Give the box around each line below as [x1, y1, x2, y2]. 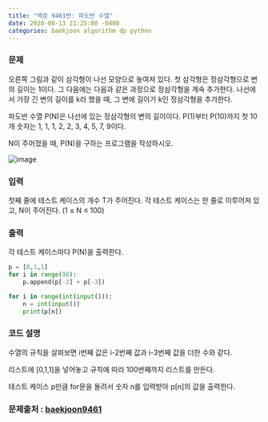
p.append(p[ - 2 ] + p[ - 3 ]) [22, 278, 106, 287]
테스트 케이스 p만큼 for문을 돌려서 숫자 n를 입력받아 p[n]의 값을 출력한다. [8, 381, 236, 391]
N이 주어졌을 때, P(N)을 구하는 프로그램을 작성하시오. [8, 138, 174, 148]
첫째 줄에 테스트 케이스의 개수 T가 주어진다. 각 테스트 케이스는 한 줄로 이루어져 [8, 195, 252, 205]
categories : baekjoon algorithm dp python [8, 26, 152, 34]
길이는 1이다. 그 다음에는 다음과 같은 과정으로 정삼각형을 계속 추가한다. [16, 84, 235, 94]
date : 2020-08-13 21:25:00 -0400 [8, 19, 120, 27]
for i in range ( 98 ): [8, 271, 78, 279]
